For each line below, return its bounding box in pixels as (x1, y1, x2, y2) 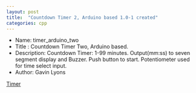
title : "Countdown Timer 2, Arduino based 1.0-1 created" (6, 14, 158, 21)
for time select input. (15, 62, 67, 69)
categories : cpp (6, 20, 47, 26)
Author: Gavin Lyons (15, 69, 66, 76)
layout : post (6, 8, 39, 15)
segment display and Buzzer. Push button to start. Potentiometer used (15, 56, 190, 63)
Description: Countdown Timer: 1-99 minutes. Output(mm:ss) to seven (15, 50, 191, 57)
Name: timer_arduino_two (15, 37, 79, 44)
